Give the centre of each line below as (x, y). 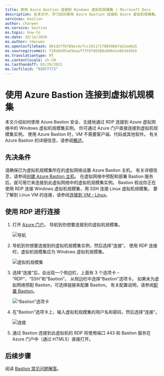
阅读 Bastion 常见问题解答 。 (33, 369)
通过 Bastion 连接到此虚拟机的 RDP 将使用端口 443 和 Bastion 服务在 (82, 333)
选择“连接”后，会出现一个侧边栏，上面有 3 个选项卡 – (66, 272)
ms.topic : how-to (23, 32)
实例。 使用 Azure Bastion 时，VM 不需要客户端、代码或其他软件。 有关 (86, 134)
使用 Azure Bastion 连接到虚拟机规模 (80, 95)
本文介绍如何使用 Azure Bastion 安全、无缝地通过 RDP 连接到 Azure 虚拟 (78, 122)
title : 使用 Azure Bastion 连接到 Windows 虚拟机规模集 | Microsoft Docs (78, 10)
